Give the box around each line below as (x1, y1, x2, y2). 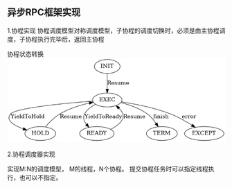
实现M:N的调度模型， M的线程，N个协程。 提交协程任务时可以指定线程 (7, 164, 209, 173)
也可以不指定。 (19, 173, 62, 182)
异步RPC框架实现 (7, 6, 81, 19)
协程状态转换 (7, 49, 44, 58)
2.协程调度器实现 (7, 150, 55, 158)
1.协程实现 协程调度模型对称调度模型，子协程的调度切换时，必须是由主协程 (7, 26, 220, 35)
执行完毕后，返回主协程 (37, 35, 105, 43)
